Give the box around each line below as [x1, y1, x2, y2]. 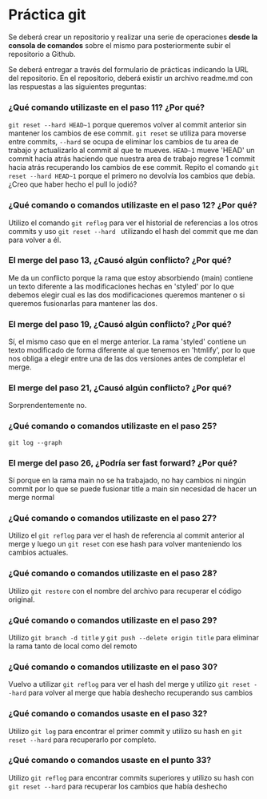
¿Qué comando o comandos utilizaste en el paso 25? [8, 421, 217, 432]
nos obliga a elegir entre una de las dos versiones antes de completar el [8, 354, 245, 364]
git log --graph [8, 438, 62, 446]
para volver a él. [8, 235, 62, 244]
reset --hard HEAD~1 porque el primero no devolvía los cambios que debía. [8, 171, 256, 181]
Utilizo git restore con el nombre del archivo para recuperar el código [8, 586, 242, 595]
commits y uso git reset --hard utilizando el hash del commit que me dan [8, 226, 258, 236]
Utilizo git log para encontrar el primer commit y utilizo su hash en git [8, 726, 242, 736]
